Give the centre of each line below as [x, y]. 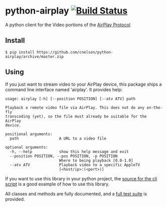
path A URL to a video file [58, 139]
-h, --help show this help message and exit [69, 152]
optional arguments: [27, 147]
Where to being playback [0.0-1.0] [96, 160]
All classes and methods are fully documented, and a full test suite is [76, 193]
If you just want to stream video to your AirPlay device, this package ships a [83, 84]
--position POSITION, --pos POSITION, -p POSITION [64, 156]
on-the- [155, 108]
